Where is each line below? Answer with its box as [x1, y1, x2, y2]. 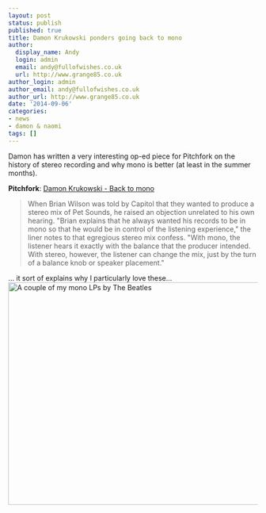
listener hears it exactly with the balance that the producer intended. [27, 241, 251, 251]
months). [8, 168, 38, 178]
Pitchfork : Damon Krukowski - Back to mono [8, 183, 154, 193]
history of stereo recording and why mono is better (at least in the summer [8, 159, 251, 169]
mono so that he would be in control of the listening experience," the [27, 224, 252, 234]
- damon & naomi [8, 122, 62, 130]
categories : [8, 108, 47, 116]
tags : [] [8, 129, 37, 137]
